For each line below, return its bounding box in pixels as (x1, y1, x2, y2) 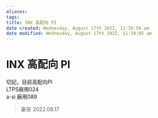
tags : (6, 14, 20, 20)
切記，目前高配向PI (6, 78, 53, 86)
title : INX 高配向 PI (6, 19, 57, 25)
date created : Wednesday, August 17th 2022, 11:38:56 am (6, 25, 150, 31)
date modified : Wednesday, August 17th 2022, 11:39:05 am (6, 31, 152, 37)
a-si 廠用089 (6, 93, 37, 100)
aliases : (6, 8, 28, 15)
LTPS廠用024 (6, 86, 39, 93)
